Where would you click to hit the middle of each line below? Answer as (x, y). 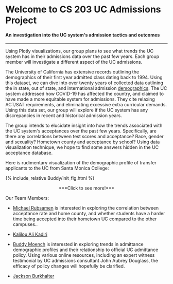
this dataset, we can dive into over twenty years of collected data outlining (84, 83)
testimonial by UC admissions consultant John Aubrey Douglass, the (85, 261)
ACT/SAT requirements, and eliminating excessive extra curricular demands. (86, 105)
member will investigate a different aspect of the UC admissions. (74, 62)
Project (21, 20)
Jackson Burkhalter (33, 276)
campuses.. (25, 224)
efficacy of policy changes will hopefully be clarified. (69, 266)
